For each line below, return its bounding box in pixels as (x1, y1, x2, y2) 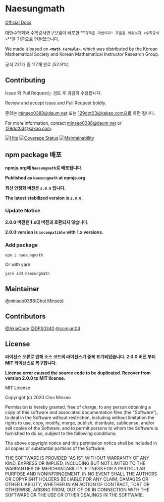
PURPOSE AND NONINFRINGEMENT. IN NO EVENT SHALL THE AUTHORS (5, 471, 158, 477)
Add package (5, 242, 38, 249)
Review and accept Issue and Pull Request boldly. (5, 100, 107, 106)
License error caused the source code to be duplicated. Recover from (5, 370, 151, 376)
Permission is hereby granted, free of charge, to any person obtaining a (5, 404, 151, 410)
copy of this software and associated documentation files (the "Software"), (5, 409, 159, 415)
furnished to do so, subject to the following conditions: (5, 430, 116, 436)
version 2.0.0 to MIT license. (5, 375, 65, 381)
